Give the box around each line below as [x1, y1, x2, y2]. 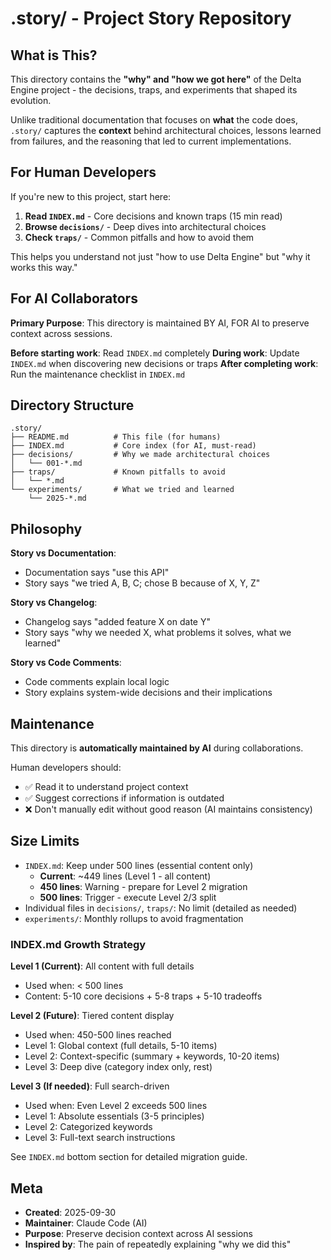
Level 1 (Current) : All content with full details [10, 960, 195, 972]
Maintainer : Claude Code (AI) [24, 1217, 148, 1229]
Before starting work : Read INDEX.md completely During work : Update [10, 347, 300, 359]
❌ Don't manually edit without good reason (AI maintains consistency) [24, 803, 313, 816]
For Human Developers [10, 164, 157, 181]
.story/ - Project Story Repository [10, 7, 292, 30]
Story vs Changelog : [10, 597, 98, 609]
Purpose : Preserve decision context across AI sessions [24, 1227, 253, 1239]
